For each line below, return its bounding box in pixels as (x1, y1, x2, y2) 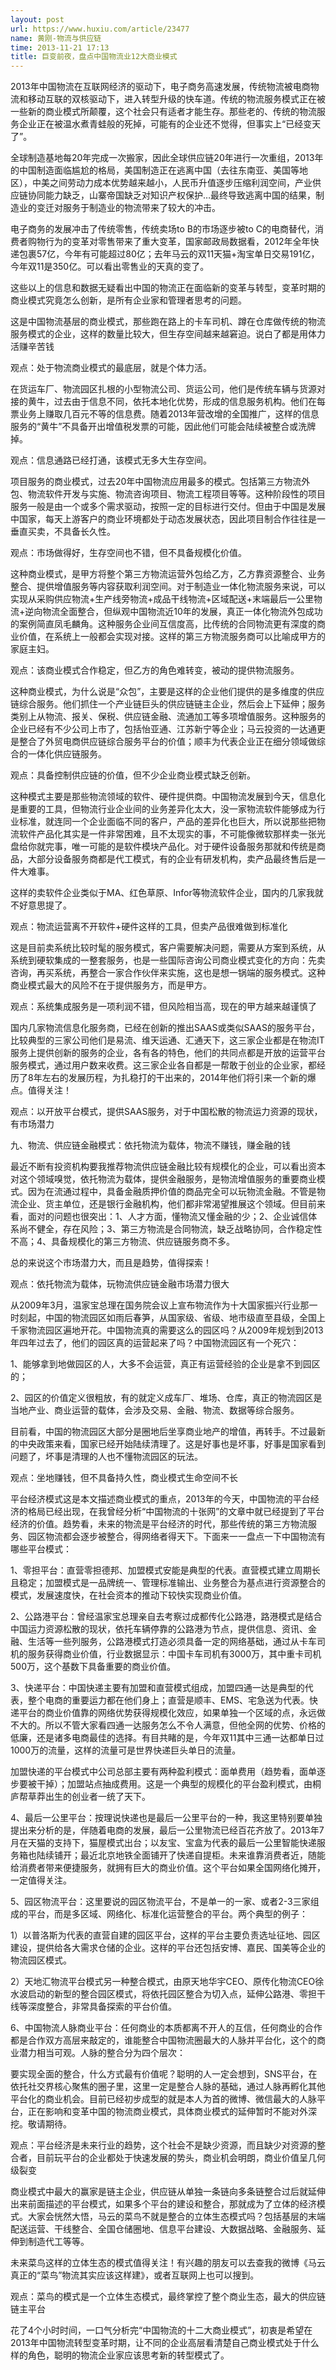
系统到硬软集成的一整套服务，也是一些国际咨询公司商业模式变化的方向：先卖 (10, 954, 326, 966)
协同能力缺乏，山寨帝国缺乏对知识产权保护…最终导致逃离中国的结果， (27, 189, 317, 201)
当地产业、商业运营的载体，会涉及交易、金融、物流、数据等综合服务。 (10, 1404, 300, 1416)
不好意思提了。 (10, 899, 72, 911)
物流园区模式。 (10, 1954, 72, 1966)
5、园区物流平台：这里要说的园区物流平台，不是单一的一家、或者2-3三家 (10, 1896, 311, 1908)
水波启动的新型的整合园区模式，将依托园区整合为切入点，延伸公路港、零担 (10, 1988, 317, 2000)
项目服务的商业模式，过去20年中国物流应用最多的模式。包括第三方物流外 (10, 476, 311, 488)
